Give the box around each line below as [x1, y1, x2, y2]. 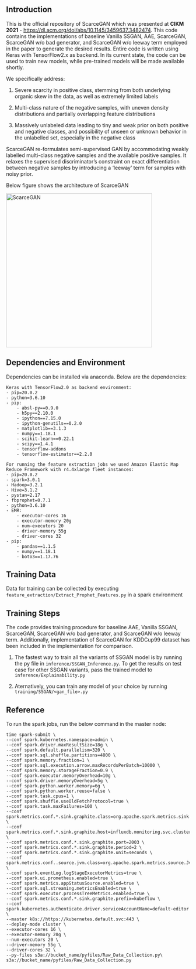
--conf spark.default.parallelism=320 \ [6, 747, 106, 753]
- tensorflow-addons [16, 446, 66, 452]
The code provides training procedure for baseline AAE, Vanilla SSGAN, [6, 624, 178, 631]
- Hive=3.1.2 [6, 487, 38, 493]
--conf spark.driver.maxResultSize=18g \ [6, 742, 108, 748]
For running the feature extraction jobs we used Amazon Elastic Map [6, 461, 179, 468]
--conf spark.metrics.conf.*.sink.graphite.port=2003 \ [6, 840, 145, 845]
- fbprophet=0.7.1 [6, 497, 51, 503]
